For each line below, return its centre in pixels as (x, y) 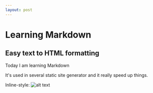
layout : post (19, 10)
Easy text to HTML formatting (52, 53)
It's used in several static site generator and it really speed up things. (77, 75)
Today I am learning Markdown (37, 65)
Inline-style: (18, 85)
